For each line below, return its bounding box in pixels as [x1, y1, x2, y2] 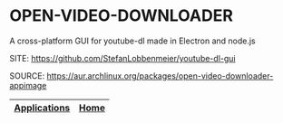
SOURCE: [9, 70, 45, 81]
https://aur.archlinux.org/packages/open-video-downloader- [46, 70, 274, 81]
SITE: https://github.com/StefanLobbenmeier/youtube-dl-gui [9, 52, 236, 63]
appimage [9, 80, 47, 90]
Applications [14, 101, 71, 114]
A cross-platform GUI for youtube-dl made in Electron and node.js [9, 35, 256, 46]
